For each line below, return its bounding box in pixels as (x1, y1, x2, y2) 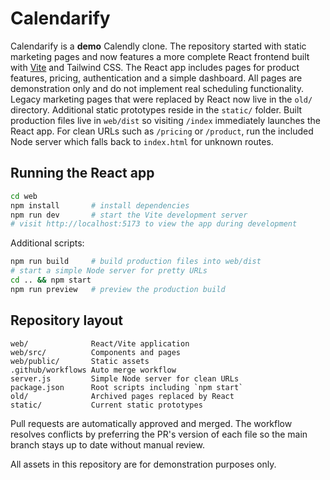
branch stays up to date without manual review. (10, 438, 205, 451)
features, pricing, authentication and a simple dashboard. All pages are (10, 72, 303, 84)
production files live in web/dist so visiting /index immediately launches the (10, 114, 321, 126)
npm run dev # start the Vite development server (10, 210, 248, 220)
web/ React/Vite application (10, 338, 190, 349)
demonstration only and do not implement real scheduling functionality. (10, 82, 304, 94)
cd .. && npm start (10, 275, 92, 285)
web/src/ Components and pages (10, 347, 182, 357)
